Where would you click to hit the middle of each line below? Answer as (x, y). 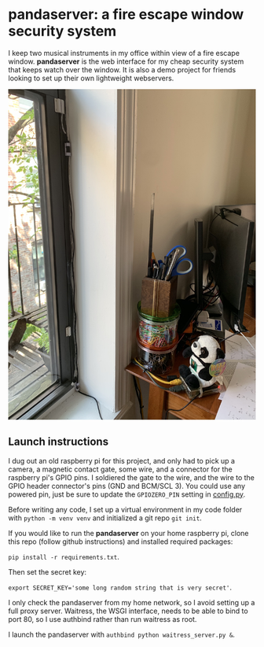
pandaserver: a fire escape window (126, 15)
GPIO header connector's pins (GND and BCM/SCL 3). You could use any (127, 486)
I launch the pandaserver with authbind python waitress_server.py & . (122, 634)
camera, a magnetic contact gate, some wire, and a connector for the (121, 469)
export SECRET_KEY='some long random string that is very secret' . (120, 587)
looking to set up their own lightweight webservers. (91, 78)
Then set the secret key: (48, 571)
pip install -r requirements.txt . (64, 556)
